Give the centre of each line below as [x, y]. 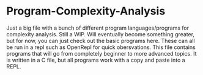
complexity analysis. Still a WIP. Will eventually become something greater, [100, 34]
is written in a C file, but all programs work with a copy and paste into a [96, 60]
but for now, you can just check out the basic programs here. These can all [101, 41]
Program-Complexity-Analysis [86, 11]
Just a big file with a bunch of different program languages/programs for [98, 28]
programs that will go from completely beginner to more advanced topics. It [102, 53]
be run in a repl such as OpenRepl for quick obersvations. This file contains [101, 47]
